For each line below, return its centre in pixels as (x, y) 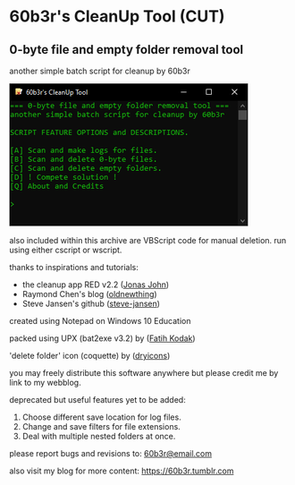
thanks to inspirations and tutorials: (74, 267)
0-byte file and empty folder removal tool (126, 50)
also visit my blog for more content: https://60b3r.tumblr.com (122, 471)
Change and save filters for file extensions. (101, 426)
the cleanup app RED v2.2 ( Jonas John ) (96, 285)
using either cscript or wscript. (66, 250)
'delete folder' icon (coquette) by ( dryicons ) (90, 356)
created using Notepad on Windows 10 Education (100, 321)
